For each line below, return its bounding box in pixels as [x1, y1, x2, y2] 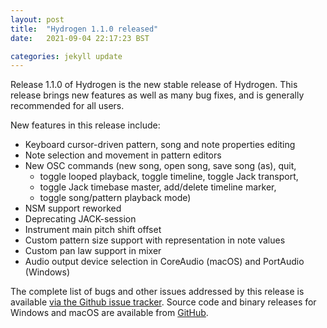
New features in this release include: [10, 119, 161, 131]
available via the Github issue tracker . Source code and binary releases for [10, 296, 317, 308]
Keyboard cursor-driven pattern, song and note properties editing [24, 139, 296, 151]
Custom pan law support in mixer [24, 245, 162, 257]
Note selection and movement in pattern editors [24, 149, 222, 161]
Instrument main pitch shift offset [24, 224, 162, 236]
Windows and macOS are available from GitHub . [10, 307, 209, 319]
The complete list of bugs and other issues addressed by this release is [10, 286, 305, 298]
